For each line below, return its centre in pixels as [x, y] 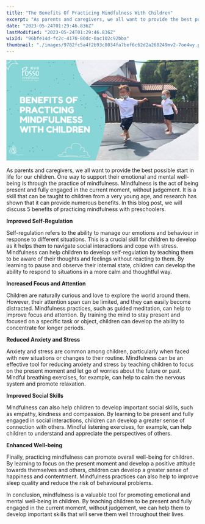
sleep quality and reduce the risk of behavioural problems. [80, 483]
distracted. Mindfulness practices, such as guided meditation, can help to [99, 309]
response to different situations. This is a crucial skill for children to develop [101, 239]
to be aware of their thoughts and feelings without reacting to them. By [95, 259]
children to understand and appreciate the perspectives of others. [89, 434]
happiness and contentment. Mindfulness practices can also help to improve [103, 476]
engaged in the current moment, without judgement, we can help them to [98, 508]
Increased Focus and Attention [46, 284]
